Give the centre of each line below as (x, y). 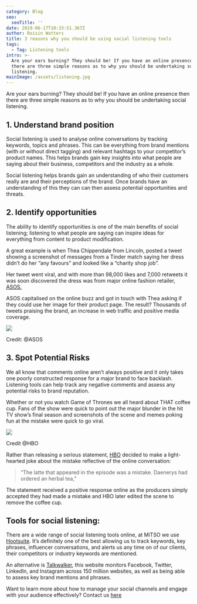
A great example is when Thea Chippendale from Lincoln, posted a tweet (94, 250)
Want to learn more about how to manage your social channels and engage (97, 589)
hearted (16, 461)
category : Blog (25, 11)
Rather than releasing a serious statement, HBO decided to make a (86, 454)
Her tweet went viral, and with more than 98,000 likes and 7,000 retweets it (97, 274)
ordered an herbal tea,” (48, 478)
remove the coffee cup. (34, 502)
